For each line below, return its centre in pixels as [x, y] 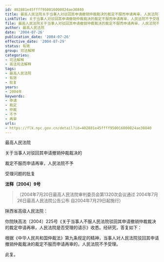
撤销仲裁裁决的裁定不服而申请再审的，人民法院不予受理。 [63, 244]
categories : [17, 55]
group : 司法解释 [20, 50]
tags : [10, 69]
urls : [10, 123]
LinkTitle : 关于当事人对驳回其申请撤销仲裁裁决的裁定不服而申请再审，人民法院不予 [79, 19]
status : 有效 [18, 46]
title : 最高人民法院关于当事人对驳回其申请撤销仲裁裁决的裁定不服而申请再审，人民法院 [82, 14]
